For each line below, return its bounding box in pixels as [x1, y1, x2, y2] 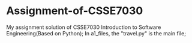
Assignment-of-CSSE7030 [6, 4, 143, 18]
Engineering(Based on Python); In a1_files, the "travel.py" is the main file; [6, 29, 186, 37]
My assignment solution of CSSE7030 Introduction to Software [6, 24, 161, 31]
